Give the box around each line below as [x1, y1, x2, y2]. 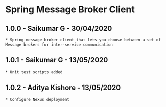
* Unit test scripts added [5, 69, 63, 75]
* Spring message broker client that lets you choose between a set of [5, 37, 161, 42]
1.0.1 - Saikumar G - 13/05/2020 [5, 56, 108, 65]
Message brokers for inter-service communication [5, 42, 113, 47]
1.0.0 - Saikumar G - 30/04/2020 [5, 24, 112, 33]
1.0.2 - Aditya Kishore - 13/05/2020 [5, 83, 121, 92]
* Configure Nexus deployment [5, 97, 70, 102]
